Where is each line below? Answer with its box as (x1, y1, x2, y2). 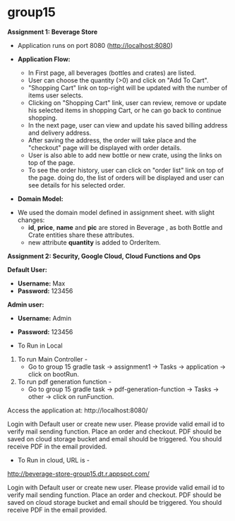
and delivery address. (28, 128, 92, 137)
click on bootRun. (28, 369, 80, 378)
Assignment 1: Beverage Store (7, 27, 98, 36)
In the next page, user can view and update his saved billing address (28, 121, 228, 129)
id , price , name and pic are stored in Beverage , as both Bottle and (28, 223, 223, 231)
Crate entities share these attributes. (28, 231, 135, 239)
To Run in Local (17, 341, 63, 350)
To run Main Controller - (17, 355, 88, 363)
